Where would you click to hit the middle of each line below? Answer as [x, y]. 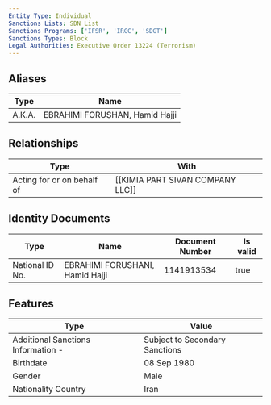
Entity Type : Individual [50, 16]
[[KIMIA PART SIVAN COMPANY [175, 180]
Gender [27, 376]
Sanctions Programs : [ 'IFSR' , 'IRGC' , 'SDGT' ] [88, 31]
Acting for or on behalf [55, 180]
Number [196, 251]
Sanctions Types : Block [48, 38]
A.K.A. [24, 115]
